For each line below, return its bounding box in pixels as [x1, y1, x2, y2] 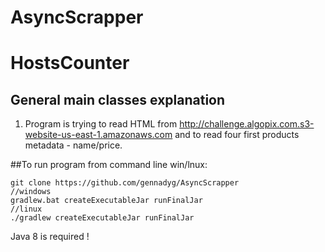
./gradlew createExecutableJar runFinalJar [10, 213, 195, 223]
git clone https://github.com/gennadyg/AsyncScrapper [10, 178, 240, 188]
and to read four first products [174, 129, 300, 141]
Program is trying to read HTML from [24, 118, 178, 130]
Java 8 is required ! [10, 231, 90, 243]
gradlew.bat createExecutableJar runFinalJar [10, 196, 203, 206]
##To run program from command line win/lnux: [10, 159, 208, 171]
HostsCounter [10, 52, 130, 75]
